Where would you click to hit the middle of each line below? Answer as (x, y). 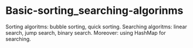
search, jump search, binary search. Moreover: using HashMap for (86, 32)
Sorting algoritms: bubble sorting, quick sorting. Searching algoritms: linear (96, 27)
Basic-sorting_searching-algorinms (94, 11)
